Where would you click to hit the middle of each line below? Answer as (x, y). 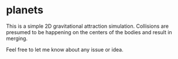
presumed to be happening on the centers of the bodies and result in (89, 32)
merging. (17, 38)
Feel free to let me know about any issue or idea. (65, 49)
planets (25, 10)
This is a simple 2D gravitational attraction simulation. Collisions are (87, 26)
